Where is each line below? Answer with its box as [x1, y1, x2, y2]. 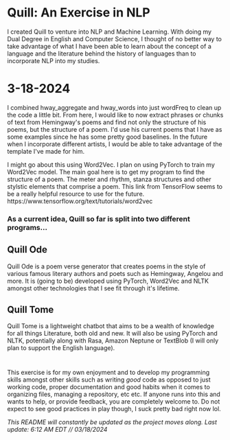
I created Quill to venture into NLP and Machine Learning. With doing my [7, 27, 211, 36]
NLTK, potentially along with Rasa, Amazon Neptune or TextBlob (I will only [7, 336, 219, 345]
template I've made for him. [7, 147, 85, 155]
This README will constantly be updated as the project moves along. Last [7, 417, 218, 426]
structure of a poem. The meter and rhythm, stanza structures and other [7, 175, 211, 183]
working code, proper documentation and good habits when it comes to [7, 382, 211, 391]
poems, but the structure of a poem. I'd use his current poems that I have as [7, 125, 222, 133]
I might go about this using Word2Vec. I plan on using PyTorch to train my [7, 160, 215, 169]
